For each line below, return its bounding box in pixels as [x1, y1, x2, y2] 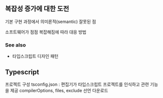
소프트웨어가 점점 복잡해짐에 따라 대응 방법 [5, 29, 87, 35]
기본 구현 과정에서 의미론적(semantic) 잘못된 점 [5, 19, 96, 24]
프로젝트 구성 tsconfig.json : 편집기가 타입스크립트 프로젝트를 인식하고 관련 [5, 81, 149, 87]
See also [5, 41, 26, 48]
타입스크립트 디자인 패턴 [12, 53, 59, 59]
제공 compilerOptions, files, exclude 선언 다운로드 [10, 87, 109, 93]
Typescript [5, 68, 39, 76]
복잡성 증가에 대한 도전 [5, 4, 70, 13]
